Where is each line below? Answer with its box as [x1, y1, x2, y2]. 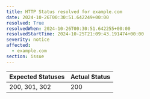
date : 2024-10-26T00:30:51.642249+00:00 [6, 14, 110, 20]
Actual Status [70, 73, 110, 81]
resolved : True [6, 20, 45, 26]
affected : [6, 43, 31, 49]
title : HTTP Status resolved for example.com [6, 8, 122, 15]
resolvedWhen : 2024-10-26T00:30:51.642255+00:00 [6, 25, 131, 32]
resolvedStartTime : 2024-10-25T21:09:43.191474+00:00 [6, 31, 145, 37]
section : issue [6, 53, 45, 59]
